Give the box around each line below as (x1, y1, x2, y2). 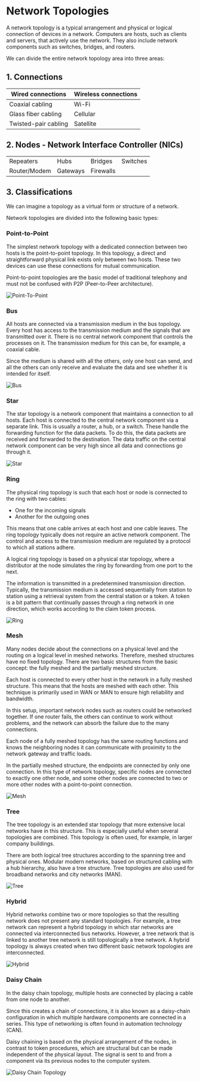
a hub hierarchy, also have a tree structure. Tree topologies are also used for (6, 865, 195, 872)
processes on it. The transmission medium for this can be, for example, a (6, 339, 186, 346)
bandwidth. (6, 695, 34, 702)
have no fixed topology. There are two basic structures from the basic (6, 658, 178, 665)
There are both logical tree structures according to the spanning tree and (6, 852, 186, 859)
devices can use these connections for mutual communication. (6, 262, 161, 269)
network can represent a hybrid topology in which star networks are (6, 924, 174, 931)
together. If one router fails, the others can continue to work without (6, 713, 173, 720)
